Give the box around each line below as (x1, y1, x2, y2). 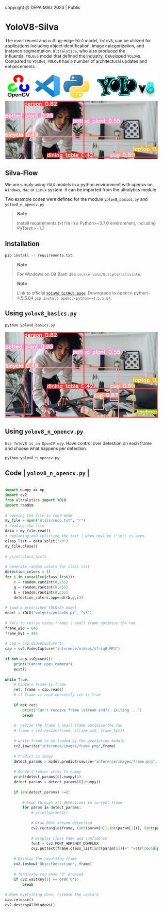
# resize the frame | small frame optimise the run (14, 723, 123, 728)
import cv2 (5, 493, 27, 498)
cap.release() (5, 897, 34, 902)
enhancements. (5, 63, 36, 69)
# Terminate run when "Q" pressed (14, 872, 83, 877)
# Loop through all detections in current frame (22, 800, 123, 805)
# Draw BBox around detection (31, 821, 92, 826)
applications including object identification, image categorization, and (5, 43, 144, 49)
